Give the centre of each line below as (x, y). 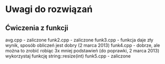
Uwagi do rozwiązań (49, 9)
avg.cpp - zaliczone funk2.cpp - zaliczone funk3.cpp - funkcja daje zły (79, 40)
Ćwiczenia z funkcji (37, 28)
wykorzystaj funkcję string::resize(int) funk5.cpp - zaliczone (68, 56)
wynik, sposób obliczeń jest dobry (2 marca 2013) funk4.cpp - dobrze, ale (83, 45)
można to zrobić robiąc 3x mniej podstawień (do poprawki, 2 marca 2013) (82, 51)
